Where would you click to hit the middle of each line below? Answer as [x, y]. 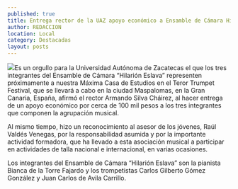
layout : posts [28, 47]
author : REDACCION [34, 27]
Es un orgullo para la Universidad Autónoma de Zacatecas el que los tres [120, 68]
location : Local [31, 34]
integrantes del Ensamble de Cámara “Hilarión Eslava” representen [105, 75]
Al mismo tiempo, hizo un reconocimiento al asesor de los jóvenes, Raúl [112, 127]
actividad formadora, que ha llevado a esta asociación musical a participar [116, 142]
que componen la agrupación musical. [63, 113]
